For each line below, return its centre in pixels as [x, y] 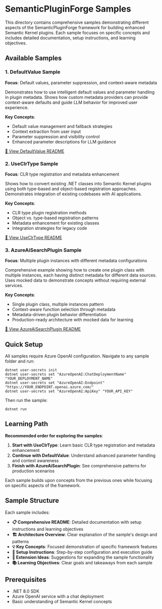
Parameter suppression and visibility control [56, 136]
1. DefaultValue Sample [33, 72]
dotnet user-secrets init [31, 370]
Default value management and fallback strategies [62, 126]
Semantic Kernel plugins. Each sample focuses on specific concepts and [77, 32]
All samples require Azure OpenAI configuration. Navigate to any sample [77, 356]
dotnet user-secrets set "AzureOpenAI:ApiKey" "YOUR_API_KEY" [69, 391]
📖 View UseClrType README [34, 237]
